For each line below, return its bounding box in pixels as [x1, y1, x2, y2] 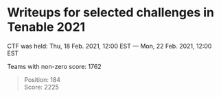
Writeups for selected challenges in [7, 5, 215, 20]
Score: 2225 [23, 83, 60, 91]
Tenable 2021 [7, 19, 86, 35]
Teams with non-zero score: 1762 [7, 62, 102, 70]
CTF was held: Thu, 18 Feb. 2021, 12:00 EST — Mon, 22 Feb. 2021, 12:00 [7, 42, 212, 50]
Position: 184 [23, 75, 60, 83]
